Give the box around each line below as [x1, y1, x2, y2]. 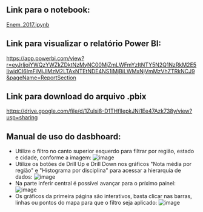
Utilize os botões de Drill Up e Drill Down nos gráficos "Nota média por [15, 161, 192, 168]
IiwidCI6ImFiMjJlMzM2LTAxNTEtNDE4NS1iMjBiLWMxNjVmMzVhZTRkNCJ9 [6, 67, 195, 75]
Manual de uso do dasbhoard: [6, 131, 121, 142]
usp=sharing [6, 114, 38, 121]
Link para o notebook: [6, 5, 90, 15]
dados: [15, 173, 33, 181]
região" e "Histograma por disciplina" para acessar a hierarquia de [15, 167, 181, 174]
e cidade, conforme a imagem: [15, 154, 92, 161]
